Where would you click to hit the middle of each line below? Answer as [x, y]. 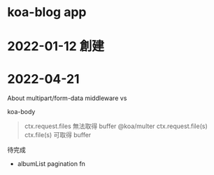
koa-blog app [47, 12]
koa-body [21, 112]
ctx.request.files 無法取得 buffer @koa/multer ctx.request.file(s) [116, 126]
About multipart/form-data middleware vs [67, 98]
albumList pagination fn [51, 164]
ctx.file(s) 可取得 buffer [58, 135]
